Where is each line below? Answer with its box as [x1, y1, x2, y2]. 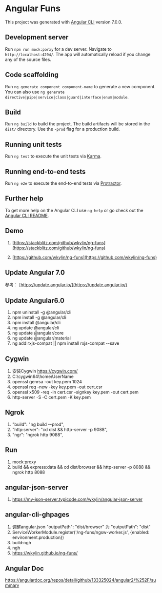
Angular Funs [5, 3, 61, 14]
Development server [5, 33, 69, 41]
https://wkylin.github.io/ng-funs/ [12, 550, 78, 556]
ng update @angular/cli [12, 325, 60, 331]
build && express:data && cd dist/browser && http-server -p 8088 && [12, 464, 151, 470]
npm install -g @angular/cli [12, 315, 67, 320]
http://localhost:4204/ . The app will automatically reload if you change [5, 51, 151, 57]
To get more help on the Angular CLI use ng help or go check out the [5, 207, 143, 213]
